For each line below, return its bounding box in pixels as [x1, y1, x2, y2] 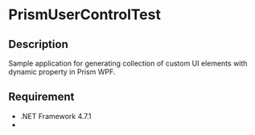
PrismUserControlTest [8, 6, 161, 24]
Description [8, 38, 68, 51]
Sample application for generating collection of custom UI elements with [8, 58, 248, 68]
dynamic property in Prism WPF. [8, 67, 116, 77]
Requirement [8, 90, 75, 104]
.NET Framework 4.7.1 [19, 111, 92, 121]
